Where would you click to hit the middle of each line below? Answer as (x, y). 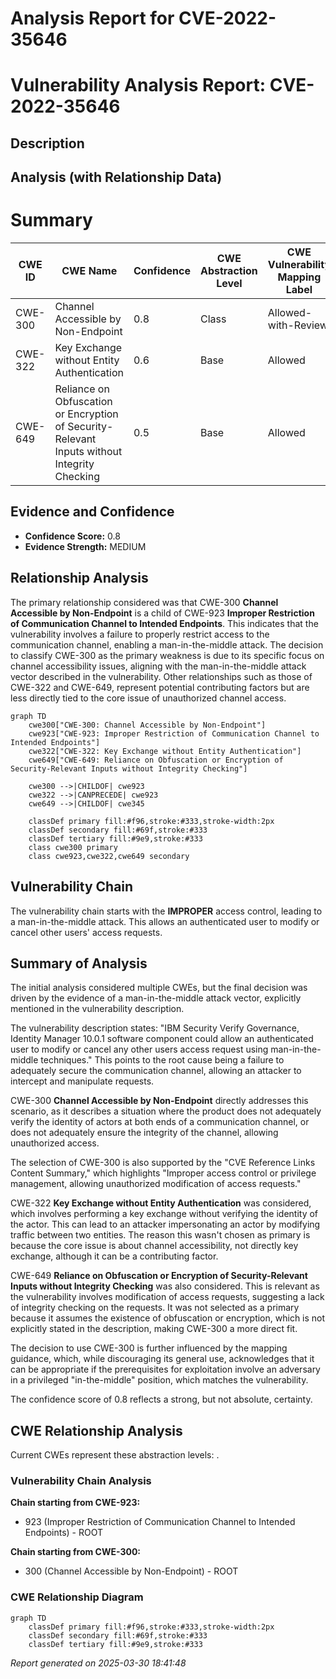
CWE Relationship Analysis (96, 1430)
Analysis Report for (92, 18)
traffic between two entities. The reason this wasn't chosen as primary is (160, 1235)
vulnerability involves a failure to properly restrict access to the (140, 634)
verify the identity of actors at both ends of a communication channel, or (160, 1122)
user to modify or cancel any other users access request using (139, 1049)
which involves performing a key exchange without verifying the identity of (164, 1214)
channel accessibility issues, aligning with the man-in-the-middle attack (158, 666)
